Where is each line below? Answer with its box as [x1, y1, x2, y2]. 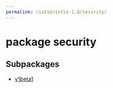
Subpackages [5, 59, 59, 70]
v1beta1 [14, 75, 34, 83]
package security [5, 35, 97, 49]
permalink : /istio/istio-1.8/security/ [5, 8, 108, 15]
